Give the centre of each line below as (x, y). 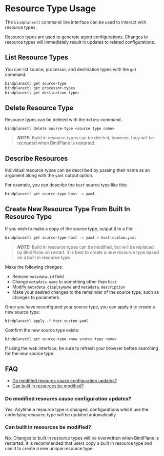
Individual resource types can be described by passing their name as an (78, 170)
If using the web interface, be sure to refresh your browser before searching (82, 348)
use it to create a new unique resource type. (50, 448)
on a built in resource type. (44, 257)
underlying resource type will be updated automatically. (61, 414)
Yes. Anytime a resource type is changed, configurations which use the (77, 409)
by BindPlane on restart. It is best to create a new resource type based (88, 252)
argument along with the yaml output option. (49, 175)
